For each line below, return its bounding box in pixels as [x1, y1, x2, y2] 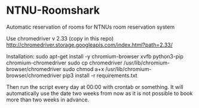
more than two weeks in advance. [6, 96, 90, 103]
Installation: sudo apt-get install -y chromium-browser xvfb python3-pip [6, 53, 183, 60]
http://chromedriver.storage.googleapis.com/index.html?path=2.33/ [6, 41, 173, 48]
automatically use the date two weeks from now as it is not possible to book [6, 90, 193, 97]
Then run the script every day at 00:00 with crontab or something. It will [6, 83, 183, 90]
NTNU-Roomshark [6, 4, 100, 17]
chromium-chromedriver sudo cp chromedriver [6, 59, 123, 66]
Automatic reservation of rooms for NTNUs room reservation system [6, 23, 175, 30]
